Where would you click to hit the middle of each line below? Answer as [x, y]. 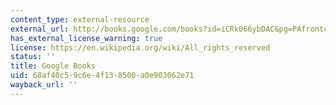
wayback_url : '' [44, 85]
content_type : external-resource [80, 19]
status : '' [33, 57]
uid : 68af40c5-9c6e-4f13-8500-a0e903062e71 [102, 76]
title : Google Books [53, 66]
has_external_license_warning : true [86, 38]
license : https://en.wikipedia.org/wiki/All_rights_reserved [140, 47]
